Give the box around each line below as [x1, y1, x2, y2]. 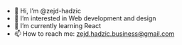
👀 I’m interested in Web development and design [14, 14, 156, 22]
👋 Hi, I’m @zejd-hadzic [14, 7, 82, 15]
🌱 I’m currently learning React [14, 22, 102, 30]
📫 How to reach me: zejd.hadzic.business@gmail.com [14, 30, 175, 38]
